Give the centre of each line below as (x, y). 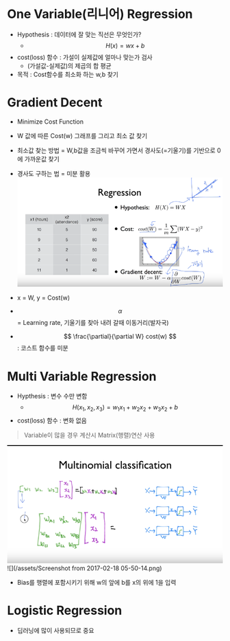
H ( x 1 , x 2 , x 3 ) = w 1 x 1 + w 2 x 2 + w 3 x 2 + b (125, 408)
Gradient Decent (55, 103)
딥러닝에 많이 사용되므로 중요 (55, 631)
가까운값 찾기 (42, 159)
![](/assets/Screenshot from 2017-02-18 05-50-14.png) (85, 568)
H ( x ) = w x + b (125, 45)
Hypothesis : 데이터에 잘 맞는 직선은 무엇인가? (79, 34)
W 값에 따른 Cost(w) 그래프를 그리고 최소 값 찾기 (82, 135)
